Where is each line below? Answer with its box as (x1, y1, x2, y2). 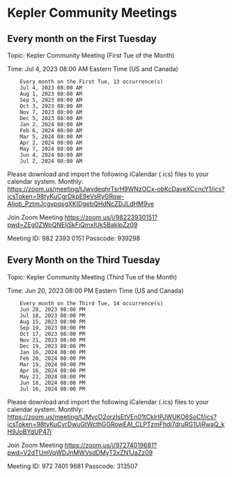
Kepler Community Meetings (7, 5, 178, 21)
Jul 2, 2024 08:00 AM (20, 158, 82, 165)
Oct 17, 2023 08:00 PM (20, 330, 86, 337)
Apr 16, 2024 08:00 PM (20, 367, 86, 374)
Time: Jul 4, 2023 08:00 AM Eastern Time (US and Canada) (7, 65, 179, 73)
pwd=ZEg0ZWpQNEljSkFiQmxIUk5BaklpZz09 (7, 221, 138, 228)
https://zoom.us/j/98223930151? (64, 213, 158, 221)
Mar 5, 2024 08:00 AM (20, 133, 82, 140)
